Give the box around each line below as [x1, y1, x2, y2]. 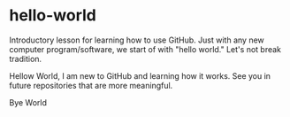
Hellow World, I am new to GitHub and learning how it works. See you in [9, 70, 271, 81]
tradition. [9, 53, 42, 64]
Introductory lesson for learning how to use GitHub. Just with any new [9, 35, 265, 45]
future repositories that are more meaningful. [9, 80, 173, 90]
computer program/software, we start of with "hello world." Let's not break [9, 43, 281, 54]
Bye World [9, 97, 47, 107]
